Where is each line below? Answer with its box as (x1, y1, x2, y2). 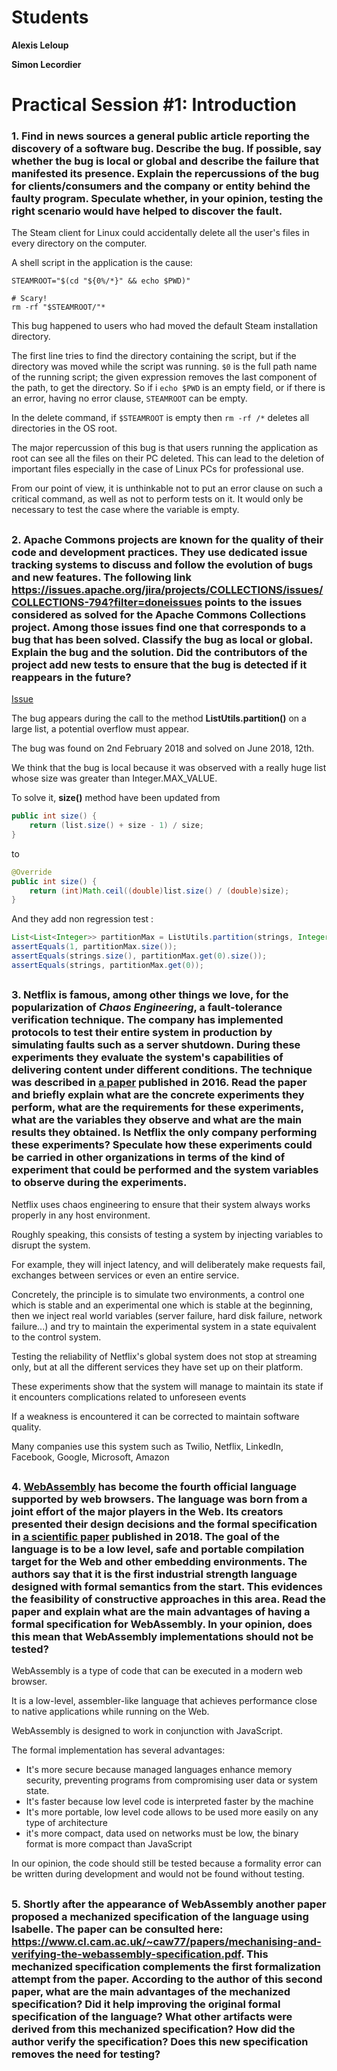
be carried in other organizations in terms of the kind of (11, 1151, 286, 1165)
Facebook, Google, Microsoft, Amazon (11, 1451, 170, 1463)
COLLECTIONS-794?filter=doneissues (11, 595, 203, 609)
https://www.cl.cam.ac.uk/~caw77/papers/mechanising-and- (11, 1934, 322, 1948)
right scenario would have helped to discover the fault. (11, 204, 283, 218)
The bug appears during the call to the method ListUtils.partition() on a (11, 712, 307, 725)
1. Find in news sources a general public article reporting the (11, 129, 310, 143)
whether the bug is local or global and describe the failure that (11, 154, 320, 168)
